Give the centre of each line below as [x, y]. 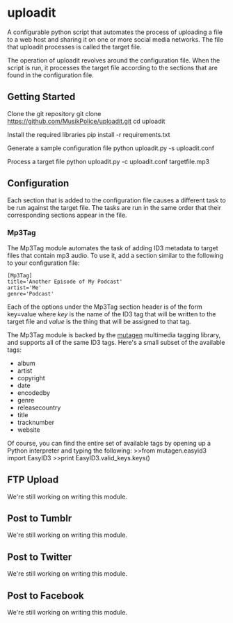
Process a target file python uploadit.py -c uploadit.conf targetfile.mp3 [109, 161]
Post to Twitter [40, 557]
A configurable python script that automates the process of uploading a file [115, 32]
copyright [31, 378]
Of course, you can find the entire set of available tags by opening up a [109, 443]
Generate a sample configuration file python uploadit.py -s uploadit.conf [111, 148]
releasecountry [39, 407]
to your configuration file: [43, 263]
